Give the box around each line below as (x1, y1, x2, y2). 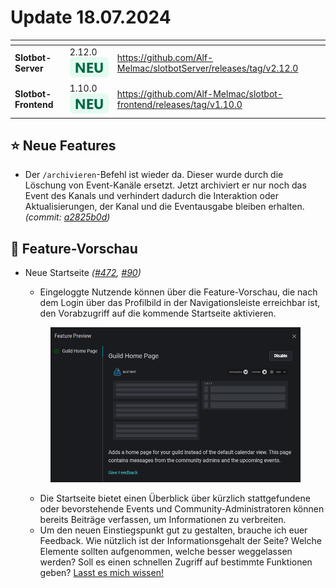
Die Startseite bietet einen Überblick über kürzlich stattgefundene (39, 492, 311, 505)
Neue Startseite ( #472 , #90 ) (24, 267, 142, 279)
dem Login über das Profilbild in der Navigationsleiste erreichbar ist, (39, 297, 321, 309)
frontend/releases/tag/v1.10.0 (116, 98, 243, 110)
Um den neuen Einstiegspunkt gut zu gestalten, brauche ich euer (39, 524, 308, 536)
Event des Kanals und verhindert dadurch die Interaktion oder (24, 190, 279, 202)
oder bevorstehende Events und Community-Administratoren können (39, 503, 325, 515)
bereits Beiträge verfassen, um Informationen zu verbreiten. (39, 514, 287, 526)
